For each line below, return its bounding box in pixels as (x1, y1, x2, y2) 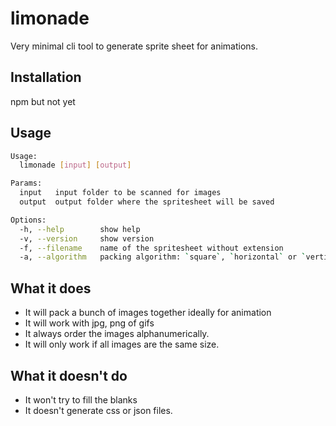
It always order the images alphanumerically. (24, 328, 210, 340)
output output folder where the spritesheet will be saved (19, 197, 275, 207)
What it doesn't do (10, 367, 128, 384)
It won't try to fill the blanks (24, 393, 138, 406)
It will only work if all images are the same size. (24, 338, 220, 351)
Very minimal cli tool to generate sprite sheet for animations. (10, 40, 258, 52)
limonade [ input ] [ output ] (19, 160, 132, 171)
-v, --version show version (19, 233, 155, 244)
